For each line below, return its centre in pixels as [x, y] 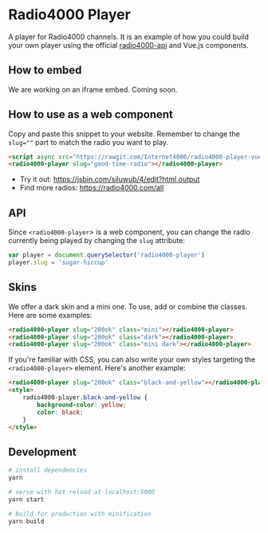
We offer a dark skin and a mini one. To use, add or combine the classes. [128, 306]
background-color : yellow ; [82, 405]
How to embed [45, 71]
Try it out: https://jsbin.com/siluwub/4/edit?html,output [110, 179]
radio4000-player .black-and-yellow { [85, 398]
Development [43, 452]
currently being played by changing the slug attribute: [97, 241]
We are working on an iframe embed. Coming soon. [93, 89]
